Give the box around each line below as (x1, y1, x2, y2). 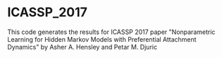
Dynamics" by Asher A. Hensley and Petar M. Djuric (7, 42, 157, 51)
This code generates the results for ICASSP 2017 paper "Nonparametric (7, 28, 216, 36)
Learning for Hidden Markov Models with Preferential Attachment (7, 35, 197, 43)
